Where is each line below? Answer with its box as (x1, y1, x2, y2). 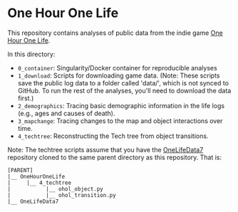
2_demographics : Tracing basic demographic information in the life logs (17, 101, 225, 110)
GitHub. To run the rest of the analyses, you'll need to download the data (17, 86, 232, 95)
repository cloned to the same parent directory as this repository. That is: (7, 153, 222, 161)
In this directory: (7, 50, 56, 58)
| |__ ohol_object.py (7, 185, 103, 193)
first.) (17, 94, 34, 102)
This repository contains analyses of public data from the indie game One (7, 28, 223, 37)
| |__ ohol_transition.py (7, 191, 116, 198)
